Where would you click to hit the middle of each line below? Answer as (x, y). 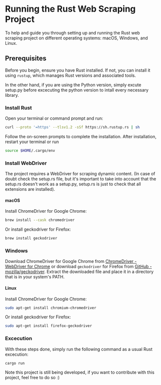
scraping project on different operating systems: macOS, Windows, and (76, 38)
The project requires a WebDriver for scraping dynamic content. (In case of (80, 174)
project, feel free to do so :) (32, 378)
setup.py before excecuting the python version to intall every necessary (77, 90)
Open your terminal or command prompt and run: (54, 118)
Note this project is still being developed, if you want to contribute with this (80, 372)
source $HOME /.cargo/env (30, 150)
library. (12, 95)
